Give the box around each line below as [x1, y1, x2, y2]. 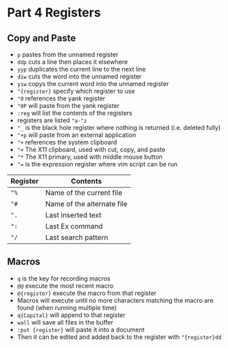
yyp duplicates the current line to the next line [16, 65, 146, 73]
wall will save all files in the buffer [16, 318, 113, 326]
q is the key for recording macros [16, 274, 111, 283]
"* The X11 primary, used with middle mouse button [16, 153, 163, 161]
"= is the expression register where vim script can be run [16, 160, 178, 168]
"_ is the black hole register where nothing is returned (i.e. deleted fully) [16, 124, 221, 131]
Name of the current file [45, 188, 122, 197]
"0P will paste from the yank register [16, 102, 120, 109]
